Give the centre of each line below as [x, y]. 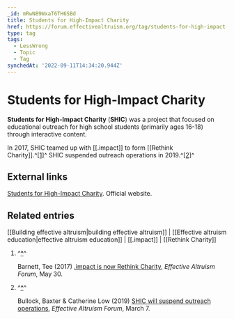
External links [38, 177]
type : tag [22, 33]
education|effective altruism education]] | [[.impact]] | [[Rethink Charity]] [112, 240]
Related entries [41, 216]
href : [15, 26]
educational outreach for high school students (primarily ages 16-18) [106, 127]
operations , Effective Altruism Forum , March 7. [84, 309]
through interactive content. [47, 134]
